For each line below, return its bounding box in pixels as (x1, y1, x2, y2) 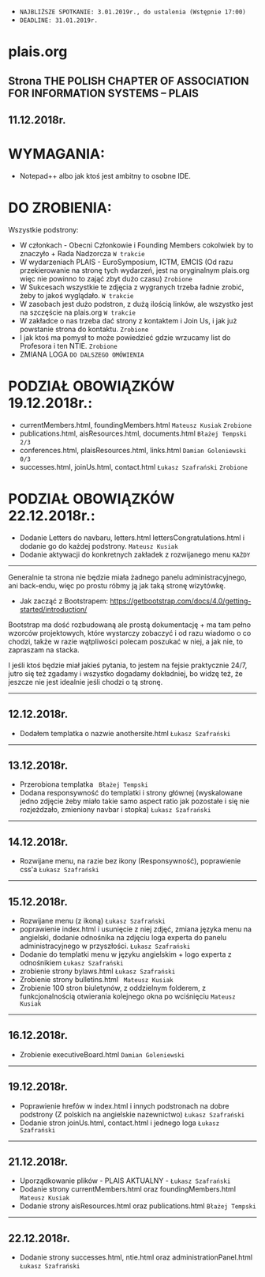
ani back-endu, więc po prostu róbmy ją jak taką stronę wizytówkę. (8, 580, 226, 590)
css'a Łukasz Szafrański (19, 865, 100, 875)
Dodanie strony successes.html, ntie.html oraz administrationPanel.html (19, 1252, 253, 1262)
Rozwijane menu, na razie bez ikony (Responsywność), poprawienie (19, 856, 241, 866)
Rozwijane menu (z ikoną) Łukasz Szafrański (19, 916, 166, 925)
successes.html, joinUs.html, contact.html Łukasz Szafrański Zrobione (19, 462, 248, 471)
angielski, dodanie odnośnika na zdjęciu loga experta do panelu (19, 932, 227, 942)
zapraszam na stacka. (8, 644, 80, 655)
